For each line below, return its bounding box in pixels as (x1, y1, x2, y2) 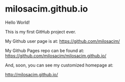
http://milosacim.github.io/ (5, 71, 59, 77)
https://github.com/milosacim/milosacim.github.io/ (5, 52, 106, 59)
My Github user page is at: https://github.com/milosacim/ (5, 38, 120, 44)
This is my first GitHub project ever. (5, 29, 77, 34)
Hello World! (5, 19, 30, 25)
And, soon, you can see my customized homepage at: (5, 62, 114, 68)
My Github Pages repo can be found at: (5, 48, 84, 53)
